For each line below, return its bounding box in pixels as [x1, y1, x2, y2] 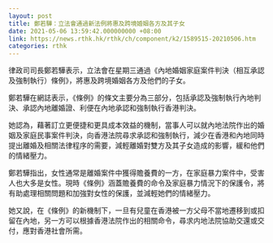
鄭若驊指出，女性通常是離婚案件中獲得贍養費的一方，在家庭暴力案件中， [8, 168, 250, 178]
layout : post [8, 11, 53, 20]
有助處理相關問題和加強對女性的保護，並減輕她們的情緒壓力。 [8, 189, 215, 198]
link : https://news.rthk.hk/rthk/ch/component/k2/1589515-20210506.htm [8, 34, 256, 43]
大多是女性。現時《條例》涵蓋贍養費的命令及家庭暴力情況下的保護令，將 [22, 178, 265, 188]
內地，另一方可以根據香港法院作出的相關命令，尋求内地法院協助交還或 [22, 216, 258, 226]
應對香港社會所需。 [22, 226, 87, 236]
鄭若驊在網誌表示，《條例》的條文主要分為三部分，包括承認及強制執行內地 [8, 93, 254, 102]
